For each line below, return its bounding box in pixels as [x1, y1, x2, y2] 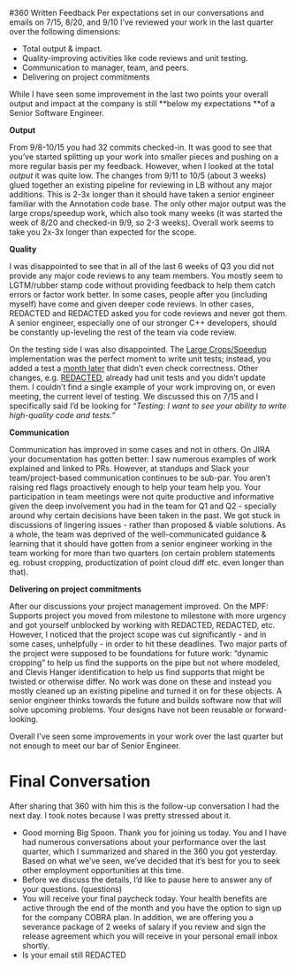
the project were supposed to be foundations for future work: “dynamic [9, 648, 269, 658]
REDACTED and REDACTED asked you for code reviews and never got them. [9, 308, 287, 318]
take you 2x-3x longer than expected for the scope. [9, 227, 197, 237]
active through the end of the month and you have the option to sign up [21, 903, 282, 913]
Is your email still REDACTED [21, 950, 126, 960]
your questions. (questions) [21, 883, 123, 894]
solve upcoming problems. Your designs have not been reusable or [9, 704, 254, 715]
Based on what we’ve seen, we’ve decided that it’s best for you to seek [21, 855, 281, 866]
